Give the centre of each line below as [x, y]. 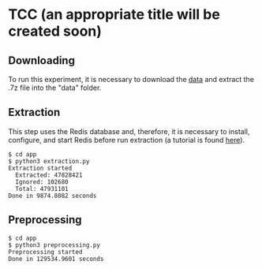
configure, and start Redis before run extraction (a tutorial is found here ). [127, 140]
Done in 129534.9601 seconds [56, 259]
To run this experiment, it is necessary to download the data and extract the [131, 79]
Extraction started [40, 168]
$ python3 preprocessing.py [54, 245]
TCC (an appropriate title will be [114, 15]
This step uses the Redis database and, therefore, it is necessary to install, [129, 131]
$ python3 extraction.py [49, 161]
